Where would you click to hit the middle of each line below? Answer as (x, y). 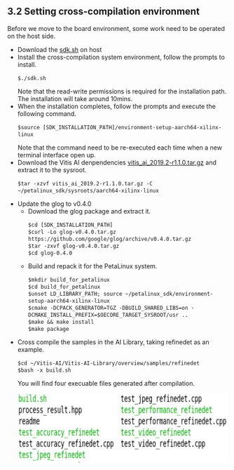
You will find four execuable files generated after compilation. (106, 383)
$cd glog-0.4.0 (50, 253)
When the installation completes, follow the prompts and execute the (116, 106)
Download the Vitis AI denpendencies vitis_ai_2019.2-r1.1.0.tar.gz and (117, 162)
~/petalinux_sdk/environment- (169, 294)
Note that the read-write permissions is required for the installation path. (122, 91)
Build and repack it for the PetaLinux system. (92, 266)
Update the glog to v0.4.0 (54, 204)
